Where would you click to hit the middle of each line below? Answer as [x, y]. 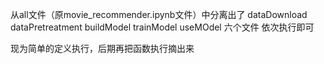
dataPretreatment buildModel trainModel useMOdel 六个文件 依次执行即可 [162, 27]
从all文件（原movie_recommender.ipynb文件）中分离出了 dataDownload [159, 14]
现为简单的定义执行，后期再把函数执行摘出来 [102, 48]
